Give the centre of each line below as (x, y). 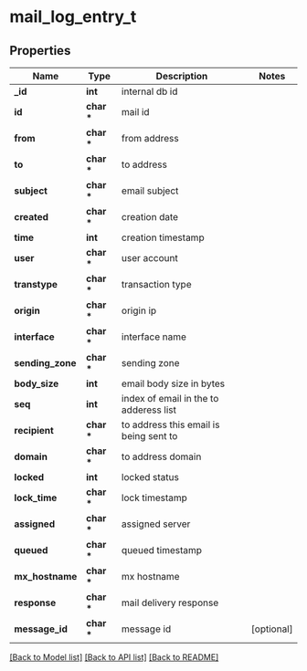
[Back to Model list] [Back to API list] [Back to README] (114, 657)
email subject (150, 191)
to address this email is (171, 425)
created (31, 217)
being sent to (150, 436)
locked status (151, 477)
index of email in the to (170, 398)
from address (151, 138)
